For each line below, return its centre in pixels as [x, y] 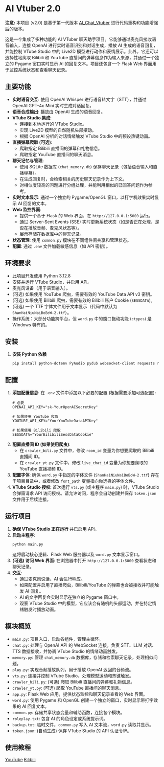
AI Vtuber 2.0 [33, 9]
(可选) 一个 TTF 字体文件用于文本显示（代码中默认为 [65, 306]
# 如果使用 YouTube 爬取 [35, 417]
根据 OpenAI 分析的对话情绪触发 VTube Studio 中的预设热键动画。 [86, 136]
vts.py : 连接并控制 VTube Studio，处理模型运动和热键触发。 [73, 676]
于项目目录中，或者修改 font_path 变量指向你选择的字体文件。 [75, 481]
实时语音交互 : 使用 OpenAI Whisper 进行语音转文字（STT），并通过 [79, 99]
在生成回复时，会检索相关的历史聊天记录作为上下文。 [73, 179]
